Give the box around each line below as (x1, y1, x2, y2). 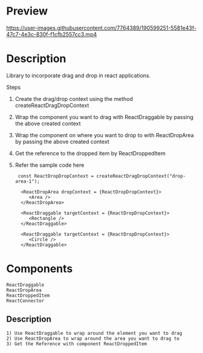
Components (6, 262, 73, 276)
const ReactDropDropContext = (18, 173, 94, 179)
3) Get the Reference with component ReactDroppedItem (6, 340, 147, 347)
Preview (6, 4, 48, 18)
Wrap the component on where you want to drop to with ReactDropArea (14, 131, 195, 138)
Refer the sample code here (14, 161, 85, 169)
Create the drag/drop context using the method (14, 95, 134, 102)
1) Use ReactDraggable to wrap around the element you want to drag (6, 330, 182, 336)
